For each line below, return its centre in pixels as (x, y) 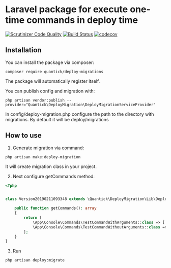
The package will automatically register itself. (53, 81)
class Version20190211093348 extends (45, 199)
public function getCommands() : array (55, 208)
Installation (23, 50)
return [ (33, 218)
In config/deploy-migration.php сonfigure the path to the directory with (80, 114)
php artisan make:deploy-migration (43, 157)
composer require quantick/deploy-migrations (54, 72)
